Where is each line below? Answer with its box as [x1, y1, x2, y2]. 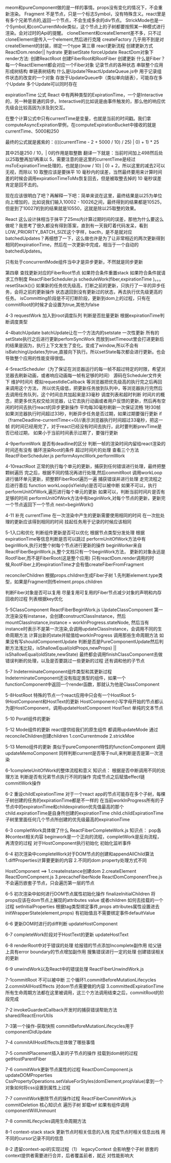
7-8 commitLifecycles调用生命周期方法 [5, 1118, 87, 1124]
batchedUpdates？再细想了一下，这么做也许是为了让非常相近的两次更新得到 [5, 235, 165, 241]
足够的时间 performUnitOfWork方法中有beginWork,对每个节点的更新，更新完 [5, 495, 166, 501]
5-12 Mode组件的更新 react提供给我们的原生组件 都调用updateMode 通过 [5, 726, 158, 732]
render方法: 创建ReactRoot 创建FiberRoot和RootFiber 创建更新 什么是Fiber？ [5, 56, 165, 61]
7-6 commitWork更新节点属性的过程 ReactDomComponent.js [5, 1067, 133, 1072]
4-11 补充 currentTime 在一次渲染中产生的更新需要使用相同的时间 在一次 [5, 512, 156, 518]
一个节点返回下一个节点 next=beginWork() [5, 501, 94, 508]
